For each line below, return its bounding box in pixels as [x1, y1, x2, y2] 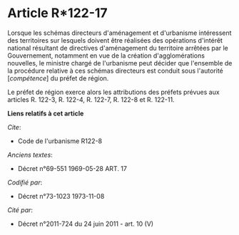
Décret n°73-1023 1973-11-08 [17, 192, 105, 200]
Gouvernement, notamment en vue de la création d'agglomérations [7, 51, 205, 60]
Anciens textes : [7, 150, 54, 159]
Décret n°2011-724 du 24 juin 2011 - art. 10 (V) [17, 219, 154, 228]
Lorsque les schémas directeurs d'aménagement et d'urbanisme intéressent [7, 28, 232, 37]
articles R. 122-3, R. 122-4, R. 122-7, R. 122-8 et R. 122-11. [7, 95, 175, 104]
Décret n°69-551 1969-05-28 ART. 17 [17, 164, 127, 172]
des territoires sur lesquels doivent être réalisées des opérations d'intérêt [7, 36, 223, 44]
